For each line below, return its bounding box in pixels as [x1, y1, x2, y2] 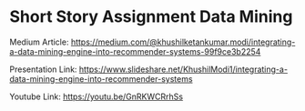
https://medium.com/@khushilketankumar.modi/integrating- [70, 36, 296, 47]
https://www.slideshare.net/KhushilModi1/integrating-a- [78, 64, 289, 75]
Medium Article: [9, 36, 69, 47]
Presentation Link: [9, 64, 77, 75]
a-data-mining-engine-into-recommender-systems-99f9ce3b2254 [9, 45, 261, 56]
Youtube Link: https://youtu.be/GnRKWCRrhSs [9, 91, 184, 102]
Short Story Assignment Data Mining [9, 6, 293, 27]
